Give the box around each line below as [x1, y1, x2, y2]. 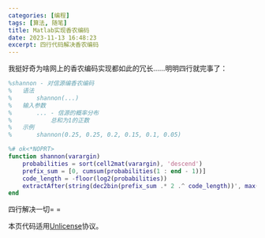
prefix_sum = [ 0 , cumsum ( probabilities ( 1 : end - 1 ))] [22, 167, 207, 175]
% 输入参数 [8, 101, 47, 109]
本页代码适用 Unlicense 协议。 [8, 221, 103, 231]
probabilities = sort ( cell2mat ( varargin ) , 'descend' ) [22, 160, 203, 168]
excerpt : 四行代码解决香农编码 [8, 41, 99, 49]
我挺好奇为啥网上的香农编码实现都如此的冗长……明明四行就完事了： [8, 64, 228, 74]
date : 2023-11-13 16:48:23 [8, 33, 97, 42]
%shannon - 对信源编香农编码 [8, 80, 95, 88]
